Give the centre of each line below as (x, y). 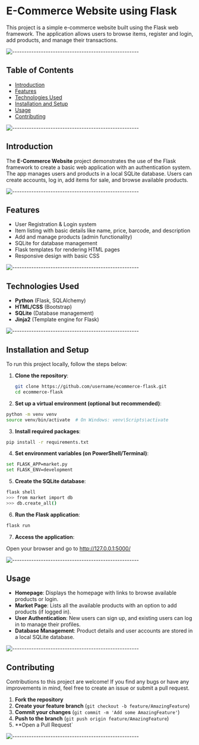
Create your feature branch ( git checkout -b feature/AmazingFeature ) (102, 706)
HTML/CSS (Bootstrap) (43, 307)
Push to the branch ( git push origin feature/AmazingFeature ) (92, 719)
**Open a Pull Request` (44, 725)
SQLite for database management (56, 243)
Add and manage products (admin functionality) (73, 237)
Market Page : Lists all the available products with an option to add (96, 606)
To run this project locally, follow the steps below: (67, 364)
